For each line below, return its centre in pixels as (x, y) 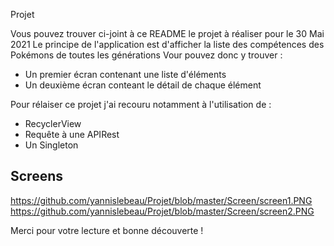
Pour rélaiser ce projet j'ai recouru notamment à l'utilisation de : (141, 104)
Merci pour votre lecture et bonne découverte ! (107, 230)
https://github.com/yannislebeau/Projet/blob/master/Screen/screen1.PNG (161, 200)
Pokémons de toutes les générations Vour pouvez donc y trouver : (146, 55)
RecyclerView (53, 123)
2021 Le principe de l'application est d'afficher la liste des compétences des (167, 44)
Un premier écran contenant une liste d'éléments (125, 74)
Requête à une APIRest (72, 134)
